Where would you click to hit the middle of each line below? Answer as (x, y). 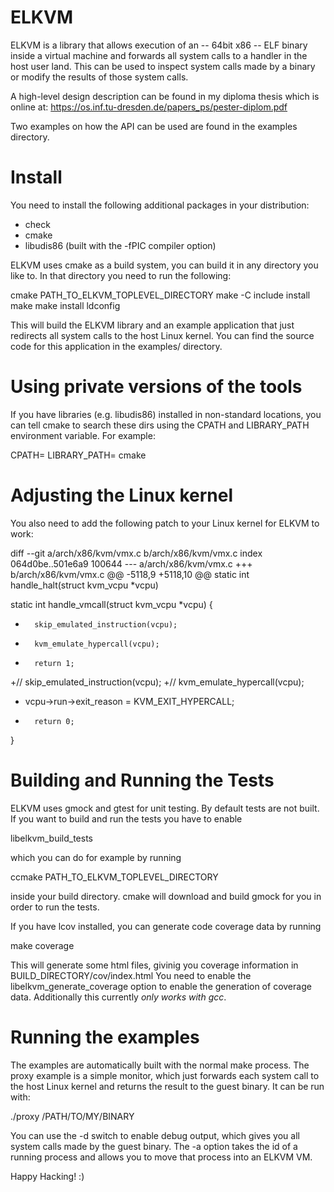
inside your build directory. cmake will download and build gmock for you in (166, 896)
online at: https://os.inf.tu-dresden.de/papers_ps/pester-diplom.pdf (149, 107)
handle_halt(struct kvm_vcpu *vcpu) (84, 585)
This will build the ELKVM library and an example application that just (152, 325)
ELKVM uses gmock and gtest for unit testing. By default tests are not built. (165, 808)
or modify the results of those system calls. (99, 77)
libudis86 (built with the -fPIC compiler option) (120, 245)
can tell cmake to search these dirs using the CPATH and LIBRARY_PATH (160, 425)
